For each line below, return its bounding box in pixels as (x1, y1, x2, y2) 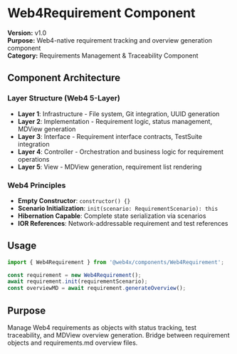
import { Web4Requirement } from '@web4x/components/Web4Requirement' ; (7, 259, 224, 266)
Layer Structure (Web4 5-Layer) (7, 93, 121, 103)
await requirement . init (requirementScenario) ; (7, 278, 148, 286)
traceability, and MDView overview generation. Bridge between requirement (7, 331, 230, 340)
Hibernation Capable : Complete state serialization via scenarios (17, 212, 206, 220)
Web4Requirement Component (7, 5, 196, 21)
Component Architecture (7, 72, 121, 84)
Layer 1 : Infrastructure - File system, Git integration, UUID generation (17, 109, 220, 118)
